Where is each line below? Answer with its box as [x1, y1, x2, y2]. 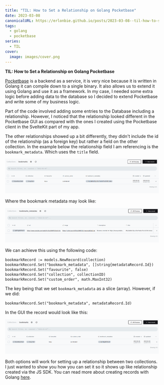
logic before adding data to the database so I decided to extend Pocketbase [5, 93, 158, 99]
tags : [5, 23, 16, 28]
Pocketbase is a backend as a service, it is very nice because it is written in [5, 78, 157, 84]
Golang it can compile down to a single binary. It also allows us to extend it [5, 83, 155, 89]
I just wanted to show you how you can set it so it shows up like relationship [5, 364, 158, 370]
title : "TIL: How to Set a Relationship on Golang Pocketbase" [5, 8, 137, 13]
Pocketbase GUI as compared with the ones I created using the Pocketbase [5, 118, 157, 124]
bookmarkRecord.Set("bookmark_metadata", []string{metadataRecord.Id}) [5, 262, 154, 268]
